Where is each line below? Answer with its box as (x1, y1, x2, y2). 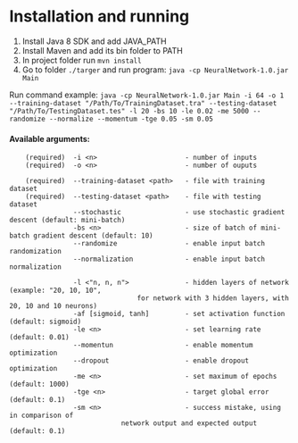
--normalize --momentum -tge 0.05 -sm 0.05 (48, 114, 214, 123)
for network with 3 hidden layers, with (137, 294, 290, 303)
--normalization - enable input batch (72, 255, 266, 264)
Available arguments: (9, 133, 91, 144)
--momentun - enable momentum (72, 341, 253, 350)
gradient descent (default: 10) (32, 231, 153, 240)
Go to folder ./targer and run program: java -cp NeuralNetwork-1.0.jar (21, 64, 289, 75)
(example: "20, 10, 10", (9, 286, 102, 296)
